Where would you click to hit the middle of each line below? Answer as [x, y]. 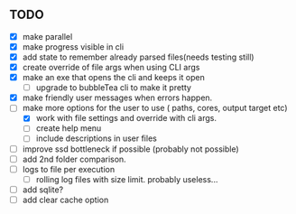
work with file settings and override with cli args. [126, 118]
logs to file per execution [69, 169]
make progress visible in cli [73, 47]
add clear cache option [65, 200]
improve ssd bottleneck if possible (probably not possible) [130, 149]
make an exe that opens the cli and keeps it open [113, 78]
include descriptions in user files [97, 138]
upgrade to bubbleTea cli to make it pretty [114, 88]
